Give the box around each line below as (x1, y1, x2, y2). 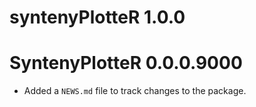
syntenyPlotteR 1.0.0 (9, 6, 186, 29)
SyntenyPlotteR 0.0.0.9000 (9, 52, 243, 75)
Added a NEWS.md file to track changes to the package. (23, 85, 247, 97)
